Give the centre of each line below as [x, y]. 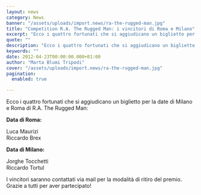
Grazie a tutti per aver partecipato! [49, 186]
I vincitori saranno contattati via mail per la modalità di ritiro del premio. [94, 179]
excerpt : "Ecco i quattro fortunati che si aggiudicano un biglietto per [101, 34]
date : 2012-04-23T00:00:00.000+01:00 [54, 57]
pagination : [21, 74]
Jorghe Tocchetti [27, 161]
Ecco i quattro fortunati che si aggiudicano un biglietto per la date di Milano [99, 102]
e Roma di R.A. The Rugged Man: [47, 108]
